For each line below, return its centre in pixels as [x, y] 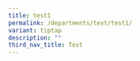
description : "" [35, 38]
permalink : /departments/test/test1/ [70, 23]
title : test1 [30, 15]
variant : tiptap [35, 30]
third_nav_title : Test [45, 45]
